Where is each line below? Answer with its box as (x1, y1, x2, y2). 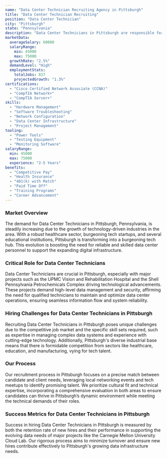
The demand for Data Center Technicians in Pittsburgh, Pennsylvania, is (5, 221, 153, 227)
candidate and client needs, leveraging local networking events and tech (5, 377, 154, 383)
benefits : (5, 165, 26, 170)
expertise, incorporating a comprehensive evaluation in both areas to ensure (5, 387, 162, 393)
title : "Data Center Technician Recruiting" (5, 12, 99, 17)
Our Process (5, 360, 36, 367)
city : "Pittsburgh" (5, 21, 46, 26)
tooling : (5, 128, 23, 133)
